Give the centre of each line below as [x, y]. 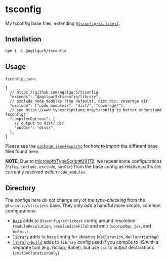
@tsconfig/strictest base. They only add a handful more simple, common [83, 205]
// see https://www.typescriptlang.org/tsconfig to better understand [86, 110]
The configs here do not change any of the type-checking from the [75, 200]
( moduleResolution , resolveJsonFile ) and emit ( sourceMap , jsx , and [82, 226]
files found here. [22, 151]
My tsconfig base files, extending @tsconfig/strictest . [63, 23]
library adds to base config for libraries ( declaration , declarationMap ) [86, 237]
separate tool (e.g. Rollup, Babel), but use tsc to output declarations [83, 248]
